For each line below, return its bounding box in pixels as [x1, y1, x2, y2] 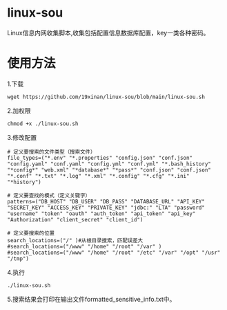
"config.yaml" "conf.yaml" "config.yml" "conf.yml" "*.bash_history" [7, 161, 212, 167]
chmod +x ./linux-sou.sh [7, 120, 79, 127]
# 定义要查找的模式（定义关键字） [7, 192, 91, 199]
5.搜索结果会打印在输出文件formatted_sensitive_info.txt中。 [7, 295, 176, 303]
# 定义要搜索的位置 [7, 230, 55, 237]
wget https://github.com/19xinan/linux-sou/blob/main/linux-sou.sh [7, 93, 206, 100]
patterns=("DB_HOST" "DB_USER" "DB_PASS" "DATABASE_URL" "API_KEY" [7, 198, 206, 205]
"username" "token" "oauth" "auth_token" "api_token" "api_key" [7, 210, 196, 217]
